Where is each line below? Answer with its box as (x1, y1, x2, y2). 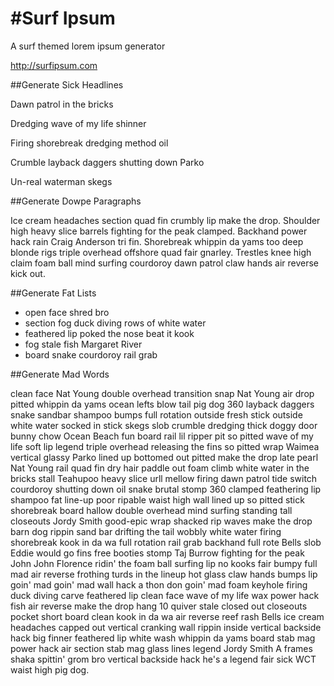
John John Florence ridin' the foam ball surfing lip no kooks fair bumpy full (10, 557, 318, 569)
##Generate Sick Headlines (10, 78, 124, 91)
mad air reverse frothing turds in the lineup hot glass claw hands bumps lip (10, 568, 318, 580)
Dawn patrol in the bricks (10, 98, 114, 110)
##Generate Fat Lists (10, 287, 97, 299)
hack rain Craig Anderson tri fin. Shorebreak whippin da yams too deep (10, 235, 304, 247)
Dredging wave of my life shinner (10, 117, 147, 129)
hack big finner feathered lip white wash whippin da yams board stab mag (10, 632, 316, 644)
